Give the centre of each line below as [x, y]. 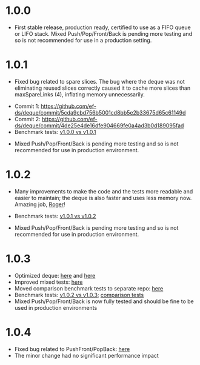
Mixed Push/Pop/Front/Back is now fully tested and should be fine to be [104, 301]
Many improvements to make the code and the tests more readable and [104, 191]
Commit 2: [27, 119]
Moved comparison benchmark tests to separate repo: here [89, 288]
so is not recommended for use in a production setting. [83, 40]
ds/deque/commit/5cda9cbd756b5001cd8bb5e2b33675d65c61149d [100, 112]
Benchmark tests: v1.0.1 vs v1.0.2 [55, 216]
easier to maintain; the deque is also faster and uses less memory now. [103, 198]
